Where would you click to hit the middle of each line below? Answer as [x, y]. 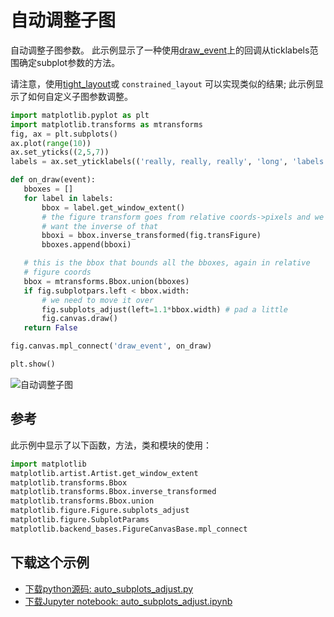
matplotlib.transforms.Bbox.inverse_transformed [113, 492]
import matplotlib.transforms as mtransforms [106, 124]
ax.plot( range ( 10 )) [51, 143]
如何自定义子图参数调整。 [80, 96]
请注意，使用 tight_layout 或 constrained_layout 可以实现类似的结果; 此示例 [163, 83]
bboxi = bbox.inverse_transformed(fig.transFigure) [151, 236]
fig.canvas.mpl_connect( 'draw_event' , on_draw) [111, 346]
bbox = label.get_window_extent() [113, 207]
